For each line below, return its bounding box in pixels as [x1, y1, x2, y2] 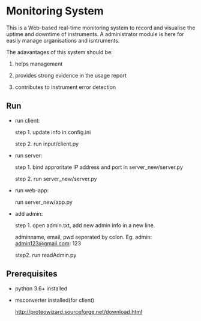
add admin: [14, 210, 43, 217]
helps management [14, 60, 63, 67]
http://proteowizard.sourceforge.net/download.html [14, 308, 143, 315]
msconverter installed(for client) [14, 296, 95, 304]
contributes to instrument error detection [14, 83, 116, 91]
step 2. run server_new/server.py [14, 175, 97, 182]
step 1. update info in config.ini [14, 128, 91, 136]
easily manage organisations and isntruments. [6, 37, 120, 44]
